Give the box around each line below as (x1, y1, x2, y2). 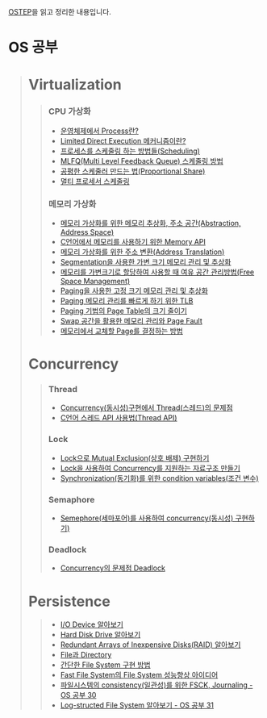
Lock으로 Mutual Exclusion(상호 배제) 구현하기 (60, 453, 210, 462)
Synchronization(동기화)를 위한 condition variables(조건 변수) (60, 473, 260, 482)
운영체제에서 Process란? (60, 126, 139, 136)
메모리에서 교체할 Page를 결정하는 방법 (60, 326, 183, 336)
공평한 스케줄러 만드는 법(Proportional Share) (60, 166, 206, 176)
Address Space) (60, 227, 115, 236)
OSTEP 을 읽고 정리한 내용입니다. (8, 7, 111, 16)
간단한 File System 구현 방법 (60, 660, 151, 670)
